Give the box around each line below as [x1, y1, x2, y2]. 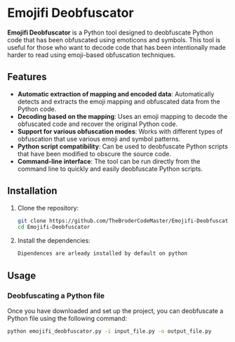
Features [7, 71, 47, 83]
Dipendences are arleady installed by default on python [17, 250, 188, 258]
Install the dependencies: [17, 236, 91, 245]
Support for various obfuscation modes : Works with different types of [17, 127, 223, 135]
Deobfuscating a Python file [7, 291, 105, 300]
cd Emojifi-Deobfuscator [17, 224, 90, 231]
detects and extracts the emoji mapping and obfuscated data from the [17, 97, 221, 106]
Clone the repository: [17, 203, 79, 212]
